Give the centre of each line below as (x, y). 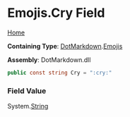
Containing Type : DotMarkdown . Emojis (65, 46)
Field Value (27, 91)
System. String (28, 106)
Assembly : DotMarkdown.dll (49, 60)
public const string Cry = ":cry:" (60, 73)
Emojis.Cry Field (56, 13)
